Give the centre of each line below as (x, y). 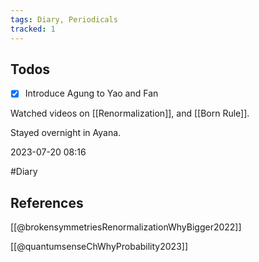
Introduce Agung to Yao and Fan (91, 93)
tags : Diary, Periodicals (64, 19)
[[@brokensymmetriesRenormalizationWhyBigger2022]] (126, 227)
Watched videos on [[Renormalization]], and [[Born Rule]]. (130, 113)
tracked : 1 (33, 29)
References (47, 202)
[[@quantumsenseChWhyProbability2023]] (99, 247)
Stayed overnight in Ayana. (66, 133)
